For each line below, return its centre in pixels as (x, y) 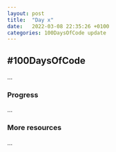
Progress (23, 95)
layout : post (26, 13)
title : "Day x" (30, 20)
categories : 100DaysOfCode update (57, 33)
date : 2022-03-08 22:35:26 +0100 (58, 26)
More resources (35, 128)
